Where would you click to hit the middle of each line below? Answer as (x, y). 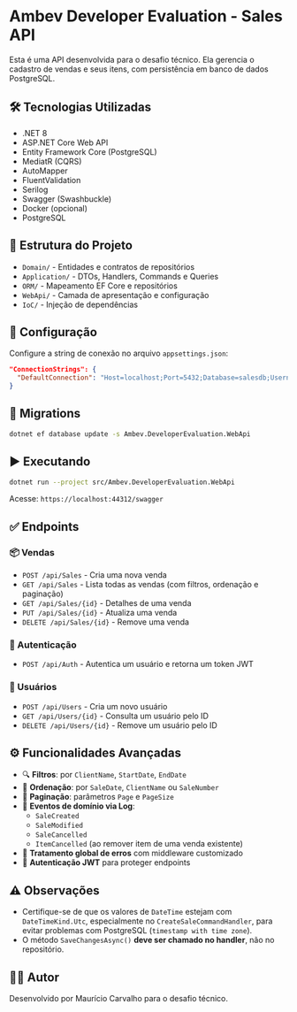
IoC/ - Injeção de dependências (80, 304)
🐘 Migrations (45, 414)
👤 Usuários (33, 687)
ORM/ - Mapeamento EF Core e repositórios (100, 286)
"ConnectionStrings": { (53, 370)
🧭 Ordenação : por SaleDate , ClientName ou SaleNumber (120, 787)
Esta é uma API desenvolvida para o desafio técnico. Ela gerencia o (132, 59)
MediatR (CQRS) (52, 161)
